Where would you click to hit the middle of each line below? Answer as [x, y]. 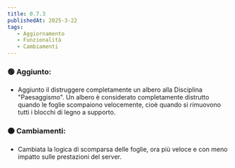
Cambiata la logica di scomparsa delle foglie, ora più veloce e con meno [122, 149]
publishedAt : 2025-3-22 [42, 20]
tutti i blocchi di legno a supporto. [67, 112]
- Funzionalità [39, 40]
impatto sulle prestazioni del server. [70, 157]
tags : [15, 27]
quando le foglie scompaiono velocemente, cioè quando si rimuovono [119, 105]
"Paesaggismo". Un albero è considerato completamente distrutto [113, 97]
